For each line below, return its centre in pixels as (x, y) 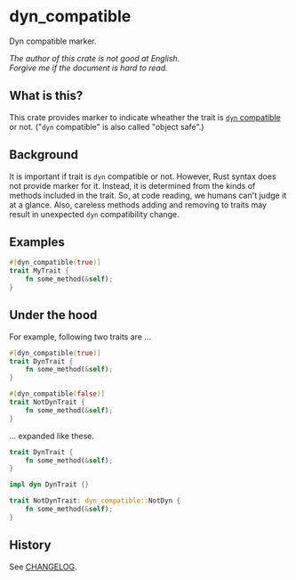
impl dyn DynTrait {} (49, 485)
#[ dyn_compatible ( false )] (57, 394)
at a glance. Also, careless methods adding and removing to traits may (138, 204)
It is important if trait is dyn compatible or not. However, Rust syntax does (143, 176)
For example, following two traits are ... (80, 337)
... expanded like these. (52, 436)
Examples (37, 242)
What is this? (46, 96)
